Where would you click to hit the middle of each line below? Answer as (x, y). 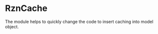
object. (12, 26)
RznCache (26, 8)
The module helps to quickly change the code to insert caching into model (79, 22)
